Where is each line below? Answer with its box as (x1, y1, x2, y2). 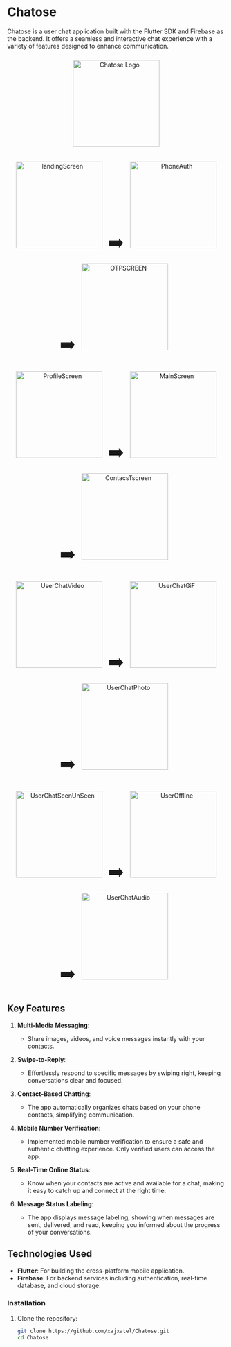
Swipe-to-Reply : (17, 1055, 66, 1063)
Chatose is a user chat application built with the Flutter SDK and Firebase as (7, 27, 223, 35)
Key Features (7, 1003, 66, 1015)
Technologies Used (7, 1248, 92, 1260)
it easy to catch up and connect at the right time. (27, 1186, 167, 1194)
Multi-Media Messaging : (17, 1021, 90, 1029)
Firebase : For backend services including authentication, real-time (17, 1273, 207, 1282)
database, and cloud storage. (17, 1281, 102, 1289)
